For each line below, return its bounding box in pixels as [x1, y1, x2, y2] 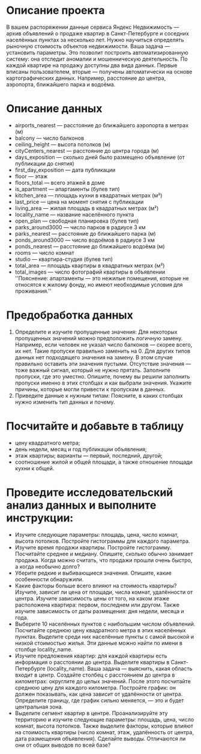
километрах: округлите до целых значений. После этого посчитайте [14, 677, 191, 684]
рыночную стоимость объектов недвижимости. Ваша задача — [6, 43, 170, 50]
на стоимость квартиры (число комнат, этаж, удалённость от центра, [14, 728, 194, 735]
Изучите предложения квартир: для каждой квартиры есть [14, 652, 167, 659]
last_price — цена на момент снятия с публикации [14, 198, 144, 205]
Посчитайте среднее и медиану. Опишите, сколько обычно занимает [14, 550, 193, 557]
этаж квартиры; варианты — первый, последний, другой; [14, 452, 163, 459]
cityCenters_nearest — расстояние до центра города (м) [14, 147, 159, 154]
